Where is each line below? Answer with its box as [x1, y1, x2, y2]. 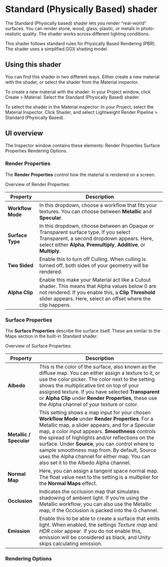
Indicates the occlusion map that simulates [39, 488, 139, 495]
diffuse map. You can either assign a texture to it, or [39, 370, 160, 377]
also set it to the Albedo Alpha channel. [39, 459, 131, 466]
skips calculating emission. [39, 540, 102, 547]
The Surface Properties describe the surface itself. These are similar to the [5, 328, 161, 334]
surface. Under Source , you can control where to [39, 441, 154, 448]
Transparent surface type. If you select [39, 228, 131, 235]
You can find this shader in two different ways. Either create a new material [5, 74, 160, 80]
